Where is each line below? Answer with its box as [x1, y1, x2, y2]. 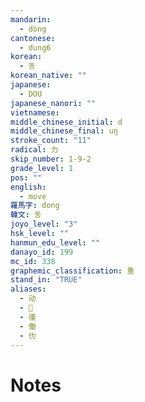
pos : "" [10, 172, 43, 183]
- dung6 [19, 42, 52, 53]
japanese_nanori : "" [10, 98, 97, 108]
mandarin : [10, 14, 52, 25]
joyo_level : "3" [10, 219, 78, 230]
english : [10, 182, 47, 192]
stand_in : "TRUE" [10, 275, 83, 285]
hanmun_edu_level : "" [10, 237, 101, 248]
